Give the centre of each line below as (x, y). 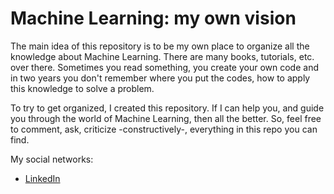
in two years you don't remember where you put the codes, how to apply (160, 78)
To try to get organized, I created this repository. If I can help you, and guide (167, 108)
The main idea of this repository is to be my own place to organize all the (160, 46)
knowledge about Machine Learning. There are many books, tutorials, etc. (162, 56)
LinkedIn (42, 178)
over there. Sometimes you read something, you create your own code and (165, 67)
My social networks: (52, 159)
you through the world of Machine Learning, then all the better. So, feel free (166, 118)
